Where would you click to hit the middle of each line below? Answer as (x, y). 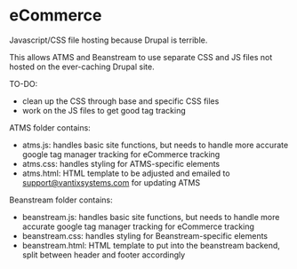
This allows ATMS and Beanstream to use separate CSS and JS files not (141, 57)
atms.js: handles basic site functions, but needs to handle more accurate (155, 145)
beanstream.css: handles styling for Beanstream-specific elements (145, 235)
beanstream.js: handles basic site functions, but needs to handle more (151, 217)
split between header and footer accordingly (104, 255)
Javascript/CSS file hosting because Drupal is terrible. (108, 40)
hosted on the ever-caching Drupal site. (82, 67)
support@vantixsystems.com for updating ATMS (111, 182)
